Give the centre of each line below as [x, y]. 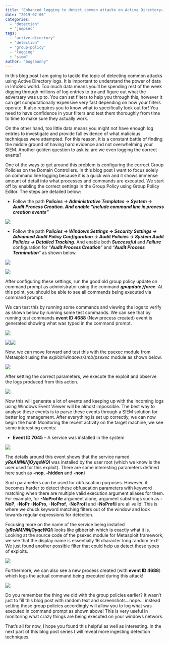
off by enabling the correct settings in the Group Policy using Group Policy [82, 186]
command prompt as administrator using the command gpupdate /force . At [84, 287]
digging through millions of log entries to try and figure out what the [76, 92]
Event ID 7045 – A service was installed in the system [68, 438]
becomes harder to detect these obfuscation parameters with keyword [79, 488]
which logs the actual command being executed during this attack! [74, 576]
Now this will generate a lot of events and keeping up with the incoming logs [84, 401]
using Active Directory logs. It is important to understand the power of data [83, 81]
